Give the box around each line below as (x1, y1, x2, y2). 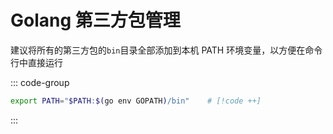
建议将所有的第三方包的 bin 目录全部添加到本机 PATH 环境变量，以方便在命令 (10, 44, 323, 56)
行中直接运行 (10, 56, 63, 68)
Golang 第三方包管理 (10, 9, 181, 32)
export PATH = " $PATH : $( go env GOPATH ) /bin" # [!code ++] (10, 96, 262, 106)
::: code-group (10, 76, 70, 88)
